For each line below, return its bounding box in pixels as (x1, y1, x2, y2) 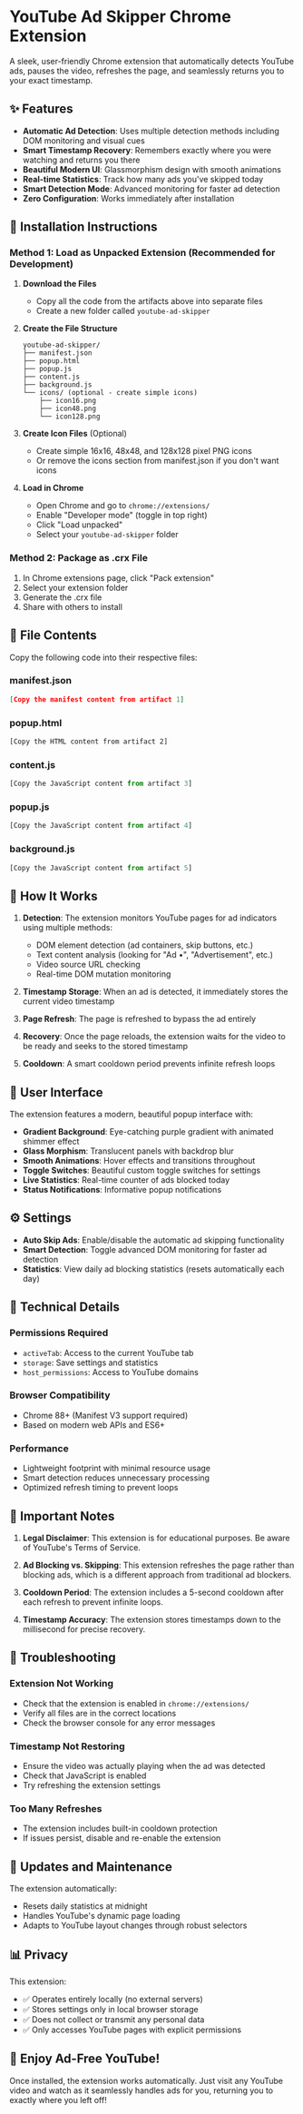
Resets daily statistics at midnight (22, 1901, 148, 1912)
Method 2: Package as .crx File (9, 552, 148, 565)
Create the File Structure (22, 323, 118, 334)
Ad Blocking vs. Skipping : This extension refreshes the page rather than (22, 1559, 295, 1570)
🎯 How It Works (9, 888, 98, 904)
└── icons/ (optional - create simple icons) (22, 388, 198, 398)
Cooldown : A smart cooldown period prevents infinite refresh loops (22, 1058, 276, 1069)
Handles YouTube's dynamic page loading (22, 1911, 181, 1922)
